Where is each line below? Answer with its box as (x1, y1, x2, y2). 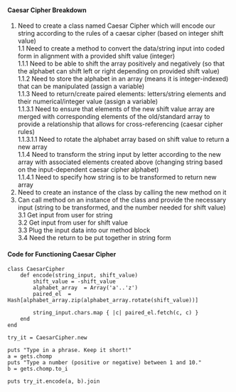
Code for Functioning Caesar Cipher (7, 249, 117, 258)
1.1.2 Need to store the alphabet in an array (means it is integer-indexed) (17, 75, 229, 83)
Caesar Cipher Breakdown (7, 6, 87, 14)
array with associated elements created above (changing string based (17, 158, 223, 167)
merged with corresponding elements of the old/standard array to (17, 113, 210, 121)
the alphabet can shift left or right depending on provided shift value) (17, 67, 220, 76)
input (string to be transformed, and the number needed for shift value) (17, 203, 226, 212)
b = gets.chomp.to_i (7, 366, 69, 373)
